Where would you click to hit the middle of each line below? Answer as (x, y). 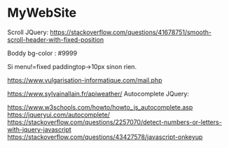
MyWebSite (42, 13)
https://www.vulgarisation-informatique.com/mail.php (85, 80)
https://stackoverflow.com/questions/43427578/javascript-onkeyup (105, 137)
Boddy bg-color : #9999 (42, 53)
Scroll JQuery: (28, 32)
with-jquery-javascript (39, 129)
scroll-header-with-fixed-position (55, 39)
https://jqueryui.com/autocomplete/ (59, 114)
